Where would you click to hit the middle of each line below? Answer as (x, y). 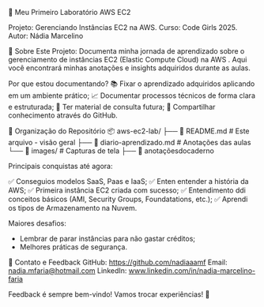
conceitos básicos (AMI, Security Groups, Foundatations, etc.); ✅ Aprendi (128, 199)
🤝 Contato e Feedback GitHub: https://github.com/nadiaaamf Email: (118, 262)
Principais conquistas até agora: (60, 166)
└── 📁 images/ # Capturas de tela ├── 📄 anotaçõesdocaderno (111, 151)
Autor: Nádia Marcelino (46, 36)
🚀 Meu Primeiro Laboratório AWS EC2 (70, 12)
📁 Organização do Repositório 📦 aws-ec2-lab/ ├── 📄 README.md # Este (129, 131)
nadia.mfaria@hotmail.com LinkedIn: (68, 271)
